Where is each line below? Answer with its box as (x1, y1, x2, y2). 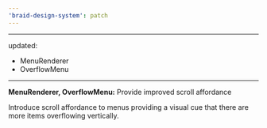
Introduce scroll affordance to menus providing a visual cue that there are (8, 102, 249, 111)
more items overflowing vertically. (8, 111, 119, 120)
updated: (8, 40, 38, 50)
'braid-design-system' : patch (8, 11, 109, 20)
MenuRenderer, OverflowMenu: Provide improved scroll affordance (8, 87, 232, 96)
